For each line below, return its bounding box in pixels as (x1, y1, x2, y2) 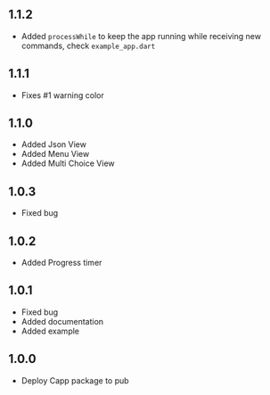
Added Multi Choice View (20, 158, 115, 169)
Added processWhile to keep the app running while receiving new (20, 30, 262, 41)
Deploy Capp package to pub (20, 374, 130, 386)
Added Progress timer (20, 258, 102, 268)
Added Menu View (20, 149, 90, 160)
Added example (20, 325, 80, 336)
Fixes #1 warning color (20, 89, 104, 101)
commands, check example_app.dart (20, 40, 156, 51)
